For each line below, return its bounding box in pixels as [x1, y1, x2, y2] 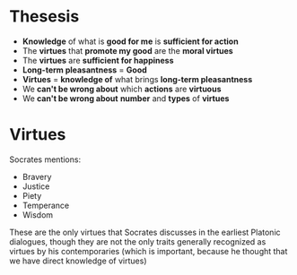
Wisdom [22, 209, 54, 220]
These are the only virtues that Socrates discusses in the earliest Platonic [9, 227, 281, 237]
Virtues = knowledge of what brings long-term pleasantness [22, 73, 253, 84]
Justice [22, 181, 50, 192]
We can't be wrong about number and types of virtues [22, 92, 230, 104]
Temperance [22, 200, 70, 211]
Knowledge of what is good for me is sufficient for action [22, 36, 240, 47]
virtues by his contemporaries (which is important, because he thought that [9, 245, 288, 256]
